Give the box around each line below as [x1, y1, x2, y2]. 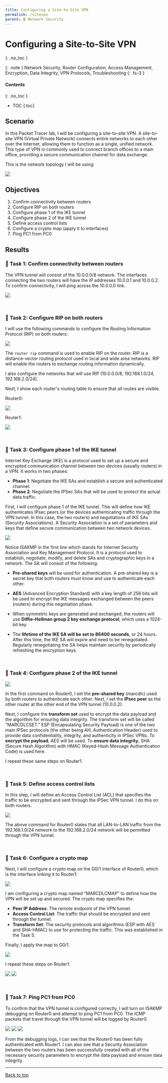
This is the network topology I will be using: [5, 161, 95, 167]
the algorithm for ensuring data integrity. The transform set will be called [5, 716, 155, 722]
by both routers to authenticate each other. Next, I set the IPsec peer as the [5, 696, 161, 702]
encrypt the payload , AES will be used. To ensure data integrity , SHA [5, 737, 150, 744]
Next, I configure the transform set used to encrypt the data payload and [5, 711, 156, 717]
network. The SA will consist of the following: [5, 560, 98, 566]
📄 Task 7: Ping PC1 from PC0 [5, 994, 75, 1001]
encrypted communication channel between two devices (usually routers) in [5, 463, 162, 469]
